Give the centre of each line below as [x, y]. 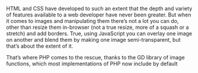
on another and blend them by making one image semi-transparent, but [93, 40]
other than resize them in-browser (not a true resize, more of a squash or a [98, 27]
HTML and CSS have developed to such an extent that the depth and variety [99, 9]
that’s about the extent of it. [40, 46]
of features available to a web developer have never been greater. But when [99, 15]
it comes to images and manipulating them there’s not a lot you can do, [92, 21]
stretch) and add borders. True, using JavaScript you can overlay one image [99, 34]
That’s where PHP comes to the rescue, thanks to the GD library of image [95, 57]
